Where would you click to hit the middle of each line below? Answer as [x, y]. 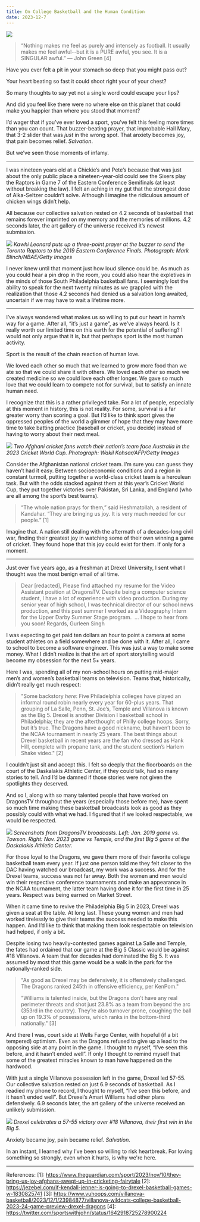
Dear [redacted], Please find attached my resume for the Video [98, 585]
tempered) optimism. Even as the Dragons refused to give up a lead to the [97, 1041]
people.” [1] [35, 520]
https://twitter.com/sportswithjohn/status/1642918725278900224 [87, 1212]
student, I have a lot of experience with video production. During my [104, 598]
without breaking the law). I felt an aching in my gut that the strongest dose [98, 189]
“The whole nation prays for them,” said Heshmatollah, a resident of [104, 507]
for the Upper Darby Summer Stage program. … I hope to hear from [104, 617]
